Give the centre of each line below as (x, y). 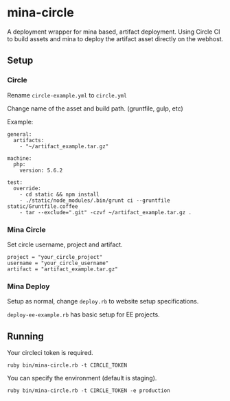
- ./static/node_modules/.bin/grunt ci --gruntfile (95, 200)
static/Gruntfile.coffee (43, 206)
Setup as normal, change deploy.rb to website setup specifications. (103, 301)
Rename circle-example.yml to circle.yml (67, 95)
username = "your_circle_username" (58, 263)
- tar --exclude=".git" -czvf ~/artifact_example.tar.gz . (106, 212)
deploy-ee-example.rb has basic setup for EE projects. (83, 314)
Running (26, 336)
